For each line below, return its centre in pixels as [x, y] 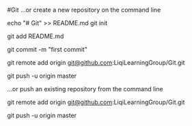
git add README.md [36, 36]
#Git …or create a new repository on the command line [84, 10]
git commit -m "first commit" [47, 49]
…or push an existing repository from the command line [85, 89]
